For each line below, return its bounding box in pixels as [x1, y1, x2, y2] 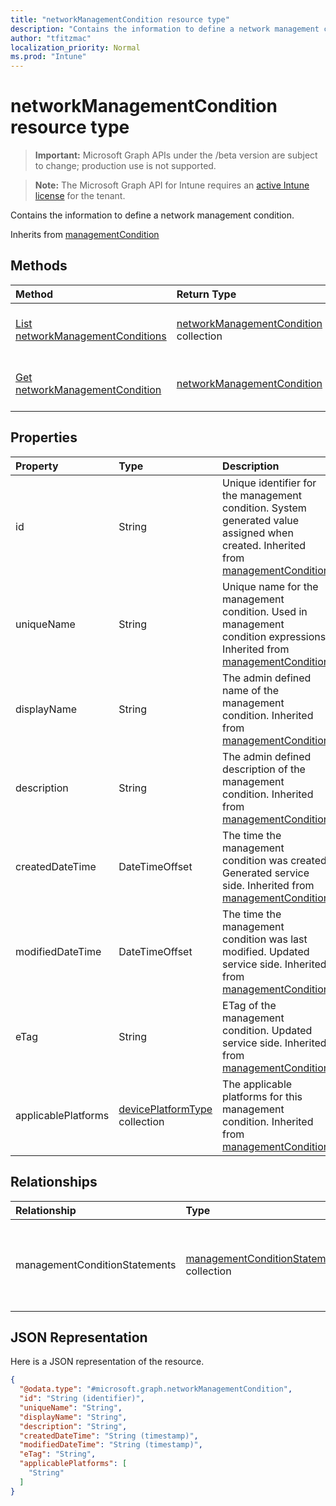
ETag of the [222, 998, 277, 1012]
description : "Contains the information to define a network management [10, 24, 320, 34]
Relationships [10, 1174, 98, 1191]
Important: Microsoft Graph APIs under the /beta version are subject [34, 149, 318, 161]
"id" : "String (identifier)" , [19, 1394, 145, 1404]
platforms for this [222, 1089, 303, 1103]
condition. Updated [222, 1023, 313, 1037]
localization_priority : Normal [10, 42, 141, 53]
